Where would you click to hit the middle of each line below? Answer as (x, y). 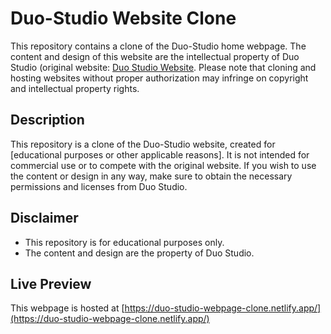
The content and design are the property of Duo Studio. (139, 253)
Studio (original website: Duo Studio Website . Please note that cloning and (163, 67)
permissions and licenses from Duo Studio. (99, 186)
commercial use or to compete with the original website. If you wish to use (163, 165)
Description (47, 120)
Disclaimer (44, 218)
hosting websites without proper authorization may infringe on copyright (159, 78)
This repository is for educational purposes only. (124, 242)
